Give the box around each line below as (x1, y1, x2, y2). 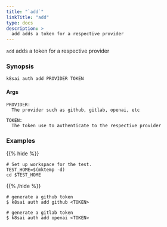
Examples (6, 136, 36, 145)
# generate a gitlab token (6, 210, 73, 216)
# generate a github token (6, 194, 73, 200)
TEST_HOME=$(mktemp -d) (6, 167, 66, 173)
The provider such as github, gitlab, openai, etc (11, 107, 140, 113)
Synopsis (6, 62, 34, 70)
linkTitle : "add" (6, 14, 50, 20)
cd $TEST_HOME (6, 171, 42, 178)
